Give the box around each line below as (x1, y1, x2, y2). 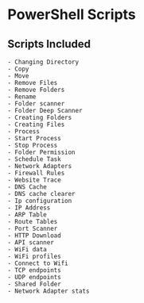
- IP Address (7, 204, 51, 212)
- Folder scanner (7, 100, 65, 108)
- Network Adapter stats (7, 287, 90, 295)
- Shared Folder (7, 280, 61, 288)
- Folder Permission (7, 148, 76, 156)
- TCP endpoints (7, 267, 61, 274)
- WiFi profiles (7, 252, 61, 260)
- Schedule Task (7, 155, 61, 163)
